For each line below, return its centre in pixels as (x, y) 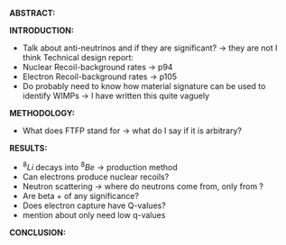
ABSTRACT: (32, 13)
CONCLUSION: (37, 232)
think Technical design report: (78, 57)
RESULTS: (28, 148)
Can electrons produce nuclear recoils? (96, 177)
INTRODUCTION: (42, 30)
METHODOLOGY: (42, 113)
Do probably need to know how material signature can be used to (144, 86)
